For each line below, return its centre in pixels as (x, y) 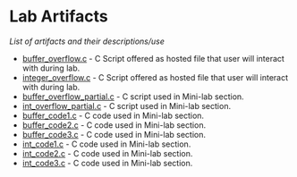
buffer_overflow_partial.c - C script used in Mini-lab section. (133, 97)
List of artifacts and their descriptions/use (87, 41)
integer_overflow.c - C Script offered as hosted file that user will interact (155, 77)
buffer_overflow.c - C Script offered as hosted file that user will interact (153, 58)
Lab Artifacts (59, 17)
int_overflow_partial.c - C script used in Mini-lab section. (126, 105)
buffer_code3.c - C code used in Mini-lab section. (114, 134)
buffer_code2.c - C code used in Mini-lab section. (114, 125)
